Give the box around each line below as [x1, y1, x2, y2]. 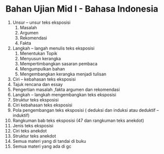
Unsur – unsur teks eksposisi [12, 19, 71, 25]
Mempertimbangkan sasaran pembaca [19, 61, 98, 67]
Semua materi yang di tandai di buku [12, 138, 87, 144]
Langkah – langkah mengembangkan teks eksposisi [12, 91, 116, 98]
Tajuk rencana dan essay [12, 81, 63, 87]
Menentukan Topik [19, 50, 57, 56]
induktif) [12, 112, 30, 118]
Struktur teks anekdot [12, 133, 56, 139]
